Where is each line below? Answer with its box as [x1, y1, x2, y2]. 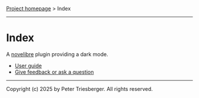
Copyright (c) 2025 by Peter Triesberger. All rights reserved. [6, 85, 153, 92]
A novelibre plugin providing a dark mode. [6, 50, 108, 58]
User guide [14, 62, 42, 69]
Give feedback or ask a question [14, 68, 94, 76]
